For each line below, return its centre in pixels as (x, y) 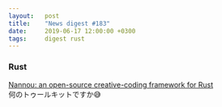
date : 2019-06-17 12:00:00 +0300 (72, 31)
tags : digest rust (47, 39)
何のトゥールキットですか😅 (55, 94)
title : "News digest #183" (60, 24)
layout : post (34, 16)
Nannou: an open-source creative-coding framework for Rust (111, 84)
